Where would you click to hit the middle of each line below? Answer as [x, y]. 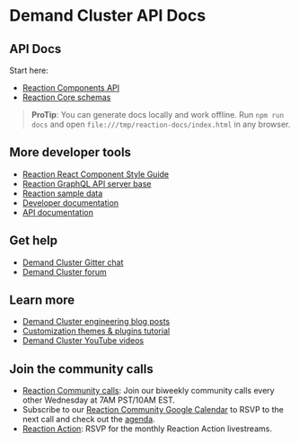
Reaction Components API [71, 88]
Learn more [42, 301]
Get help [34, 240]
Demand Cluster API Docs [108, 16]
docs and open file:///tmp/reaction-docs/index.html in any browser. [161, 124]
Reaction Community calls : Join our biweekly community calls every [149, 391]
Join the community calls [82, 369]
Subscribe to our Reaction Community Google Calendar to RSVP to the [153, 410]
